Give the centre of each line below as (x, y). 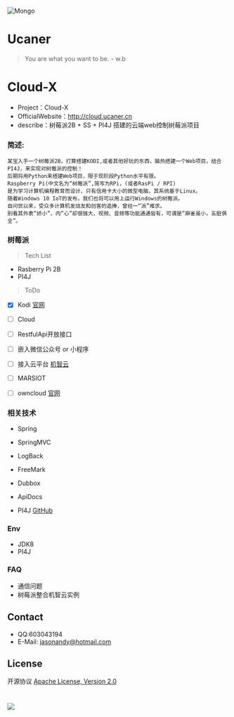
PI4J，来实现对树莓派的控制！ (45, 169)
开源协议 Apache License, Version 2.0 (62, 681)
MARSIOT (32, 378)
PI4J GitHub (35, 510)
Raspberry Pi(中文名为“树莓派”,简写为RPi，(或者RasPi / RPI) (92, 184)
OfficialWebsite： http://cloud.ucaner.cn (74, 116)
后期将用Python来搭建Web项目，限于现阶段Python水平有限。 (83, 176)
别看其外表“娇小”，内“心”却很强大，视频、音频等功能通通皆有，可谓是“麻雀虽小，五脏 (115, 214)
